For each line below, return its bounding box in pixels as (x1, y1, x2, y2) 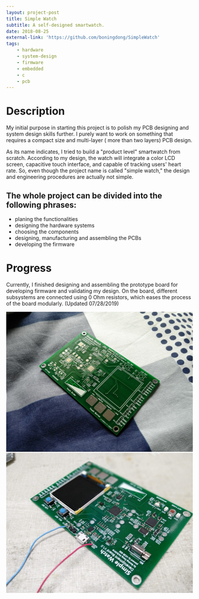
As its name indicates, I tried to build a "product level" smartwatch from (6, 148, 181, 155)
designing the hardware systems (14, 222, 95, 229)
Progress (6, 261, 52, 275)
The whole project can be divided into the (6, 190, 163, 201)
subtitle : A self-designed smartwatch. (6, 22, 105, 28)
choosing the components (14, 228, 79, 235)
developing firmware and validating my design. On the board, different (6, 287, 178, 294)
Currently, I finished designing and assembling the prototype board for (6, 281, 178, 288)
